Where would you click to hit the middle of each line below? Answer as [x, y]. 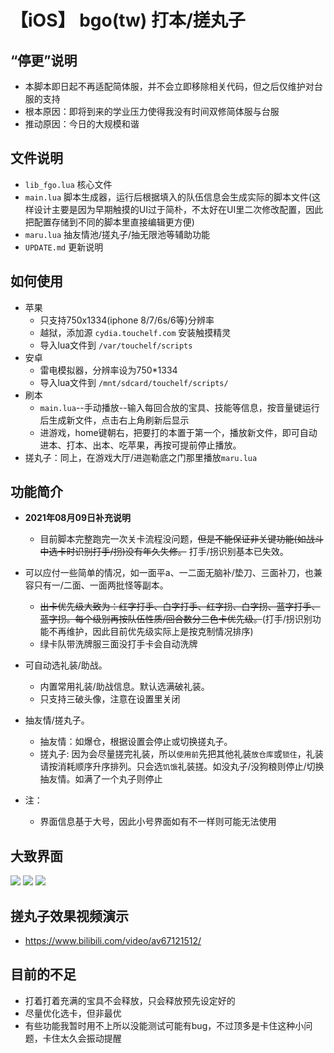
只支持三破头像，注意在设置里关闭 [110, 699]
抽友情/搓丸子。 [57, 720]
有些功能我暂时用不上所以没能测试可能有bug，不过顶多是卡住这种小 [164, 1025]
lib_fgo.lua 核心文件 [68, 184]
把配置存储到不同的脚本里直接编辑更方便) [109, 222]
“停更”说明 [44, 60]
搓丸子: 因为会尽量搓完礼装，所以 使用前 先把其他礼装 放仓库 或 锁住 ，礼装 [181, 754]
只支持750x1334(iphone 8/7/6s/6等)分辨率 [127, 320]
